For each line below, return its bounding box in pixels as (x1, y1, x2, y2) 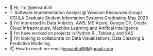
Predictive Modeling (9, 41, 50, 46)
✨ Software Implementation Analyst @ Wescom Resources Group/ (9, 10, 142, 15)
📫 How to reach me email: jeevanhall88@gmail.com (9, 46, 113, 51)
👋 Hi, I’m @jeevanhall (9, 5, 52, 10)
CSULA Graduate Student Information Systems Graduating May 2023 (9, 15, 148, 21)
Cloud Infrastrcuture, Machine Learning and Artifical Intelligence (9, 25, 138, 31)
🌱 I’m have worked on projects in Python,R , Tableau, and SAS (9, 30, 134, 36)
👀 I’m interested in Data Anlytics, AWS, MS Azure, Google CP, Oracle (9, 20, 147, 26)
